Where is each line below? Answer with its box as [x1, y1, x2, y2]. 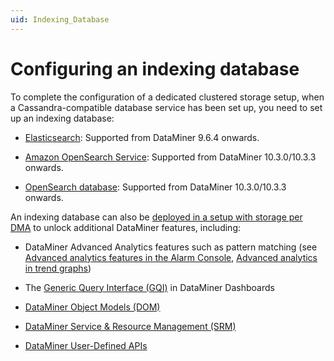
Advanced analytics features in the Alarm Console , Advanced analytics [24, 251, 318, 263]
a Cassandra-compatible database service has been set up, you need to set [10, 101, 323, 113]
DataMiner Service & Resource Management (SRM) [24, 320, 237, 332]
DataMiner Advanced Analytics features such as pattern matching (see [24, 241, 318, 253]
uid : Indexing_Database [10, 14, 110, 25]
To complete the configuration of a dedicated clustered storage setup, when [10, 91, 325, 103]
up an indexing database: [10, 112, 115, 124]
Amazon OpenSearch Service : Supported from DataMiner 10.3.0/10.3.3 [24, 151, 317, 163]
